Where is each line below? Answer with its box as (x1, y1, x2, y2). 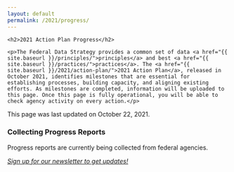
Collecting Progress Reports (7, 127, 106, 137)
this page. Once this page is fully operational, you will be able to (7, 91, 219, 98)
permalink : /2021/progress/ (7, 17, 90, 24)
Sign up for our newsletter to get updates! (7, 157, 129, 165)
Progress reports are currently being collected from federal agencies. (7, 143, 209, 152)
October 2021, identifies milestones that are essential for (7, 73, 190, 80)
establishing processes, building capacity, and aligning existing (7, 79, 209, 86)
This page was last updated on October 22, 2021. (7, 110, 150, 118)
